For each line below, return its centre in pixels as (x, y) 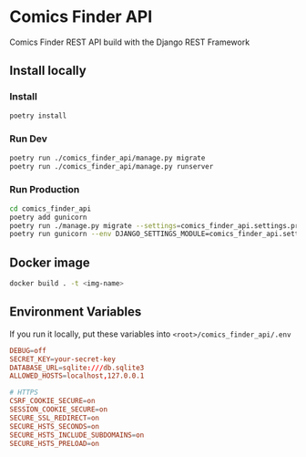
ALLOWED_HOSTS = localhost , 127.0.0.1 (77, 376)
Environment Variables (76, 312)
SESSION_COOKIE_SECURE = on (58, 410)
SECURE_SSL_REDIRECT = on (55, 418)
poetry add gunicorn (49, 217)
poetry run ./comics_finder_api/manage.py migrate (107, 158)
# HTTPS (24, 393)
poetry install (38, 116)
